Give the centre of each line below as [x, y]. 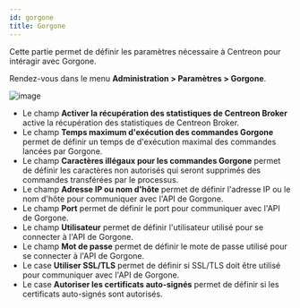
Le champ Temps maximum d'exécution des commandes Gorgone [148, 132]
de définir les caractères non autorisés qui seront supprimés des [141, 170]
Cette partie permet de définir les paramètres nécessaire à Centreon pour [145, 51]
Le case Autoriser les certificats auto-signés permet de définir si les [150, 284]
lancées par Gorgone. [62, 151]
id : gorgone [31, 17]
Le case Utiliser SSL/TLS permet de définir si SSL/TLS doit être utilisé [151, 265]
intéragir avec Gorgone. [53, 61]
